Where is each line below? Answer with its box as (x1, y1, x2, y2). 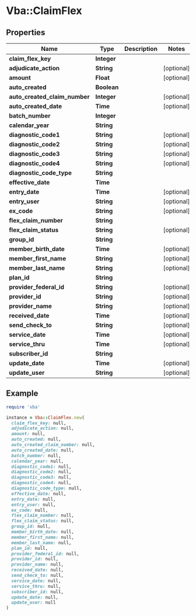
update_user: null (11, 600, 57, 605)
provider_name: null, (11, 562, 64, 567)
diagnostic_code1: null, (11, 464, 72, 470)
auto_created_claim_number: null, (11, 442, 95, 448)
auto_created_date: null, (11, 447, 75, 453)
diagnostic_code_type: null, (11, 485, 82, 491)
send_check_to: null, (11, 573, 64, 579)
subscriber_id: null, (11, 588, 64, 595)
